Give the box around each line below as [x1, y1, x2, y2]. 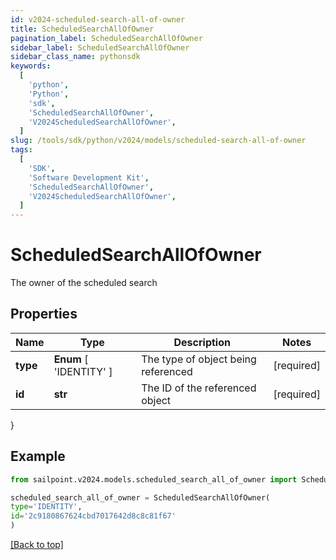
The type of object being [141, 352, 257, 366]
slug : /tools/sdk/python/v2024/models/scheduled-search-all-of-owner [10, 136, 307, 146]
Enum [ [53, 352, 89, 366]
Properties [10, 306, 78, 323]
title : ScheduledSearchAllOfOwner [10, 24, 155, 34]
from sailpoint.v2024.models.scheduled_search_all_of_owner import [10, 474, 298, 485]
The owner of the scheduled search [10, 277, 158, 289]
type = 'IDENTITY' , [10, 502, 83, 512]
